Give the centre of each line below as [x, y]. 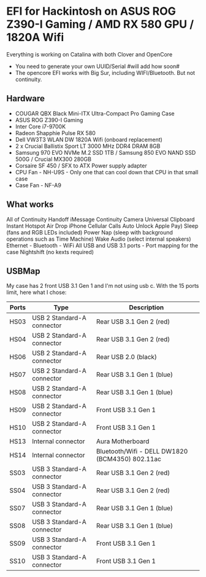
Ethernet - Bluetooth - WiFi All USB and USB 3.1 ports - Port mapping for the [102, 245]
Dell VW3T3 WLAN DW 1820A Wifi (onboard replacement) [89, 139]
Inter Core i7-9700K [40, 126]
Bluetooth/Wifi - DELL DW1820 [142, 451]
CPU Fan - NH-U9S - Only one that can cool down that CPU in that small [107, 172]
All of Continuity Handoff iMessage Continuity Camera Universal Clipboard [101, 219]
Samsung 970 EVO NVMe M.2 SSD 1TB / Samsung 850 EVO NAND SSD [105, 152]
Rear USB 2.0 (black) [127, 357]
